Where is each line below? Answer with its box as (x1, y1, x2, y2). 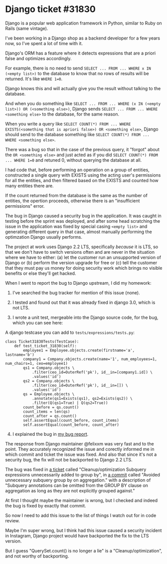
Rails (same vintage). (5, 25, 48, 31)
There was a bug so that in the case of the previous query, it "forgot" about (5, 146, 160, 152)
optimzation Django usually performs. (5, 234, 82, 240)
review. (5, 517, 20, 523)
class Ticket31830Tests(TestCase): (5, 339, 79, 344)
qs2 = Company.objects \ (23, 378, 75, 383)
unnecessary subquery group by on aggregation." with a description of (5, 477, 151, 483)
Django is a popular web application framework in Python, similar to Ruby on (5, 20, 162, 26)
